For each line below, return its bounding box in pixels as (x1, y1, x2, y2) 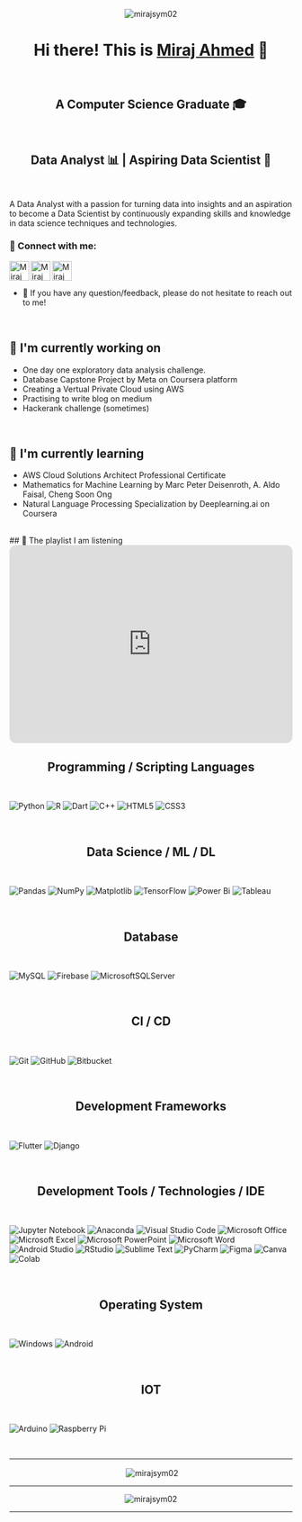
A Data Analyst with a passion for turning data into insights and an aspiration (9, 198, 293, 209)
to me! (22, 297, 47, 308)
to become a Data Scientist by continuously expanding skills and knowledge (9, 208, 291, 219)
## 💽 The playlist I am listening (9, 536, 123, 546)
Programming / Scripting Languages (47, 759, 255, 774)
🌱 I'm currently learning (9, 446, 145, 462)
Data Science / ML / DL (86, 844, 216, 860)
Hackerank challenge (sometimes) (22, 402, 150, 413)
